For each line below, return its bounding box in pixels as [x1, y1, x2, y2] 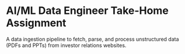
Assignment [6, 16, 67, 30]
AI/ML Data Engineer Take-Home [6, 4, 169, 17]
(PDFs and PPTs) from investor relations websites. [6, 42, 127, 49]
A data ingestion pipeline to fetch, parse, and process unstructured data [6, 35, 179, 42]
